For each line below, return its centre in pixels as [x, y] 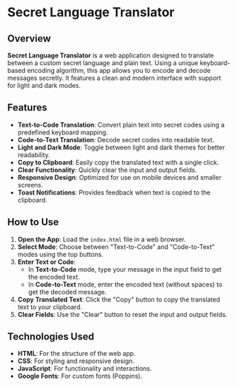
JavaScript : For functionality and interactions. [85, 369]
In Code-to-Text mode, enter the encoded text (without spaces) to [125, 284]
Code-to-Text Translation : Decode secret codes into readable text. [116, 139]
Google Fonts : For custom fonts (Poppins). [80, 376]
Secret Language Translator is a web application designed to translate [111, 55]
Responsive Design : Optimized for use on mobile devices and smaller [119, 177]
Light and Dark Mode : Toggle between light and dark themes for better [121, 147]
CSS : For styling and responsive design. [76, 361]
